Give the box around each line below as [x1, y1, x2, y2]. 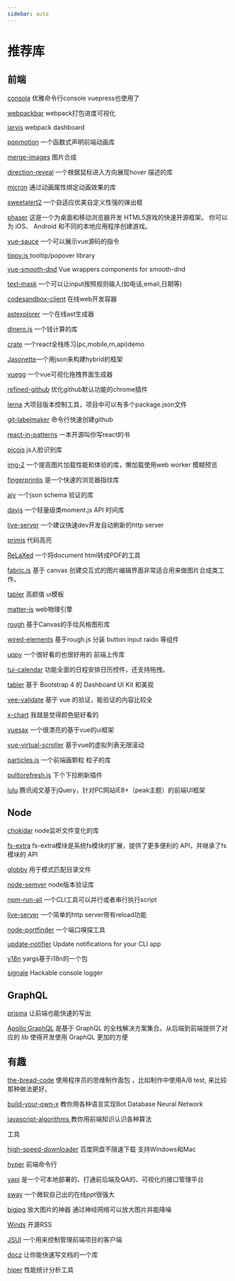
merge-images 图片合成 [7, 152, 77, 161]
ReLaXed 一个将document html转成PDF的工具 [7, 550, 141, 559]
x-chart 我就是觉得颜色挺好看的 [7, 710, 99, 719]
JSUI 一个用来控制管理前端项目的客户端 [7, 1236, 122, 1244]
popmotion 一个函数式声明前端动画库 [7, 138, 115, 146]
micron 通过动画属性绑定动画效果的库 [7, 182, 117, 192]
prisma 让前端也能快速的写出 [7, 1009, 91, 1018]
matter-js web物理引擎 [7, 604, 73, 614]
